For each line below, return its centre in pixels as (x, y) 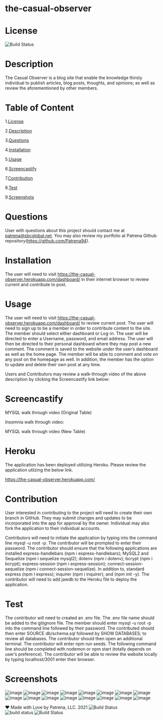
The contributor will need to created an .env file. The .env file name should (80, 618)
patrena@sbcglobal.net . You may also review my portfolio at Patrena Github (81, 236)
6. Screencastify (21, 169)
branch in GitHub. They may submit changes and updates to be (69, 518)
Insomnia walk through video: (35, 422)
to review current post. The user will (117, 323)
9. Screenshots (19, 197)
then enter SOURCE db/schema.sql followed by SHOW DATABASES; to (76, 633)
